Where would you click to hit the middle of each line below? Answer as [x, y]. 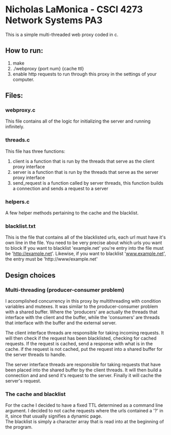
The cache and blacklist [35, 394]
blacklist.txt [20, 226]
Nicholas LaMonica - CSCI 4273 [74, 9]
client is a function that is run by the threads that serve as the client [83, 161]
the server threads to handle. [36, 354]
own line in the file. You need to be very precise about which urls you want [84, 243]
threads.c [18, 140]
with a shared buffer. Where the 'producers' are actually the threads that [81, 312]
